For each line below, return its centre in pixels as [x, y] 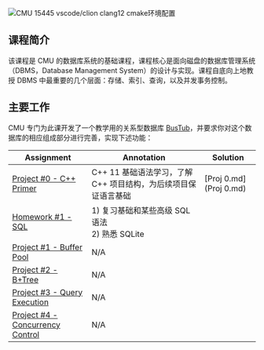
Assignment [48, 157]
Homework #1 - [42, 217]
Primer [24, 188]
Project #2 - [35, 269]
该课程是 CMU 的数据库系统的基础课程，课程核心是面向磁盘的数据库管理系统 [132, 60]
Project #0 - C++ [44, 178]
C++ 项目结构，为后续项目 [140, 184]
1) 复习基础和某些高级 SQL [141, 210]
